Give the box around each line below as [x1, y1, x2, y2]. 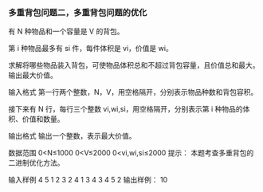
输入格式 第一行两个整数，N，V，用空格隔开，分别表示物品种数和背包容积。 [8, 88, 258, 97]
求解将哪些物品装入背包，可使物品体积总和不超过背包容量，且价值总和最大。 [8, 61, 260, 70]
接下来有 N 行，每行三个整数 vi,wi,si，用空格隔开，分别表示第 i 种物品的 [8, 104, 243, 114]
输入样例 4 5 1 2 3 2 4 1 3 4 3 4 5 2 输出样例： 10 [8, 175, 168, 185]
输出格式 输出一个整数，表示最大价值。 [8, 131, 136, 141]
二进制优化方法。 [8, 158, 65, 168]
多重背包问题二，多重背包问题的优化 [8, 6, 147, 18]
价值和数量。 [22, 114, 65, 124]
